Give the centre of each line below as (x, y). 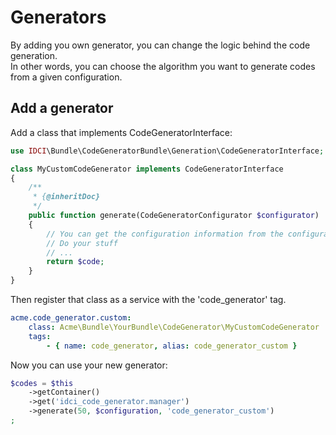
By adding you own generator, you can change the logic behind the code (160, 45)
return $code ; (75, 262)
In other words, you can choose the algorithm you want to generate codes (163, 66)
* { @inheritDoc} (66, 197)
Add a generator (62, 108)
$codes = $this (42, 383)
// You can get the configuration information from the (165, 234)
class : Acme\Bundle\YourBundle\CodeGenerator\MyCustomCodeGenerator (174, 327)
